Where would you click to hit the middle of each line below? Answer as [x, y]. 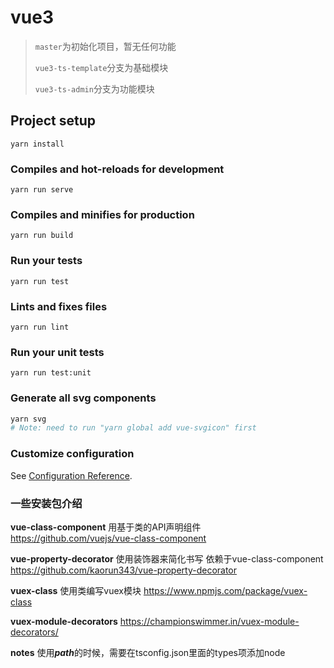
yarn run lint [40, 327]
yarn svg [28, 419]
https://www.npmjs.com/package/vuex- [225, 590]
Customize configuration [72, 454]
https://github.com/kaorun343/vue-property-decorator [124, 570]
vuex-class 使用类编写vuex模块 [76, 590]
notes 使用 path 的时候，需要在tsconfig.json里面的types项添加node [148, 652]
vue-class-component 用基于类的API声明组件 [106, 527]
